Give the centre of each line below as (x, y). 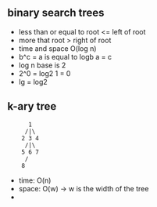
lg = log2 (33, 82)
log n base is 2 (42, 65)
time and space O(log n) (57, 48)
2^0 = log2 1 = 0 (45, 73)
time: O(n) (35, 180)
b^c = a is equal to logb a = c (65, 56)
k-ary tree (32, 106)
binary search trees (56, 13)
